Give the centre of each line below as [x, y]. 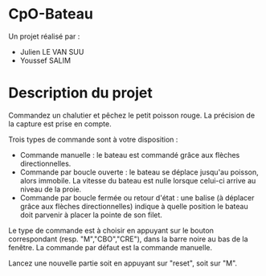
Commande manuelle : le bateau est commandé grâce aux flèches [130, 154]
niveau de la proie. [51, 189]
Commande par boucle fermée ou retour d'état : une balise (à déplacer [137, 197]
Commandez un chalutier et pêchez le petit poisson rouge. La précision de [132, 115]
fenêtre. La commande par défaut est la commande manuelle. [110, 247]
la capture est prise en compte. [60, 124]
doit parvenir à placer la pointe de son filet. [91, 215]
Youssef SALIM [45, 60]
